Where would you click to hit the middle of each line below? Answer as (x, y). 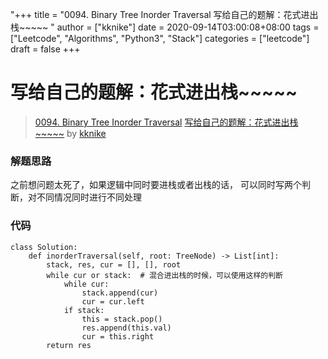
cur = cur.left (113, 301)
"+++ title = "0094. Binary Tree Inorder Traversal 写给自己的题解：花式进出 (164, 14)
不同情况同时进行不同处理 (89, 197)
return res (69, 345)
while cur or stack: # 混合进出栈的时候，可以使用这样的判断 (164, 275)
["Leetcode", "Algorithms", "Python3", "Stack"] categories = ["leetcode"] (160, 38)
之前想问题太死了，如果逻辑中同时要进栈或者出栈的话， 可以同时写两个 (156, 185)
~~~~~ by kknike (70, 133)
